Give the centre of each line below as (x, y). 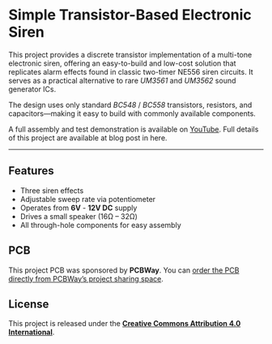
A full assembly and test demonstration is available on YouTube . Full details (134, 129)
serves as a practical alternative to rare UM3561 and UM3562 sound (122, 80)
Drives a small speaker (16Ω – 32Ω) (79, 216)
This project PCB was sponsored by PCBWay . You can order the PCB (124, 270)
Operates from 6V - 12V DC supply (79, 208)
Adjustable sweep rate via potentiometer (88, 199)
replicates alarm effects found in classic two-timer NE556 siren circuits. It (131, 71)
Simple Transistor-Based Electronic (130, 15)
